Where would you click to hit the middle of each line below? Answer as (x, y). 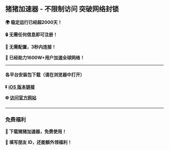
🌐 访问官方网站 (21, 98)
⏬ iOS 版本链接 (20, 87)
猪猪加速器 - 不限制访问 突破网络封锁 (62, 9)
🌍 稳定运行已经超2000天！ (34, 22)
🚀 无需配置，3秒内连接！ (31, 46)
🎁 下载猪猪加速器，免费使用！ (36, 132)
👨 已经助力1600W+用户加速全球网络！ (45, 58)
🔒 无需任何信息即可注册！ (31, 34)
